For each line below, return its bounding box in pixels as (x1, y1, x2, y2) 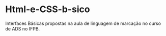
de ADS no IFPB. (5, 25, 40, 31)
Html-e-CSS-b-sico (5, 4, 90, 15)
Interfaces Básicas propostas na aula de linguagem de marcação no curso (5, 20, 161, 26)
